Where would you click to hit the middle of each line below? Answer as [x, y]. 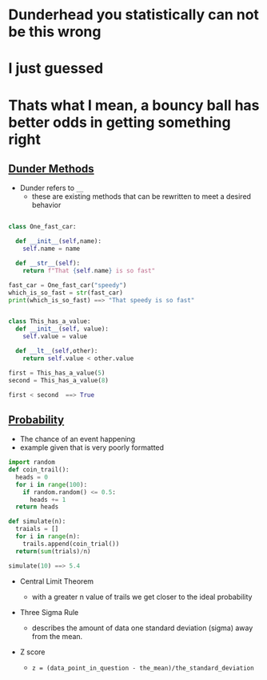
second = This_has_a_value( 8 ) [59, 380]
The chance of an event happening [78, 439]
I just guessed [56, 69]
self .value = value [55, 337]
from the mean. [57, 636]
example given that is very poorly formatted [92, 447]
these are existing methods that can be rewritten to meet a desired [141, 196]
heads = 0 [32, 477]
